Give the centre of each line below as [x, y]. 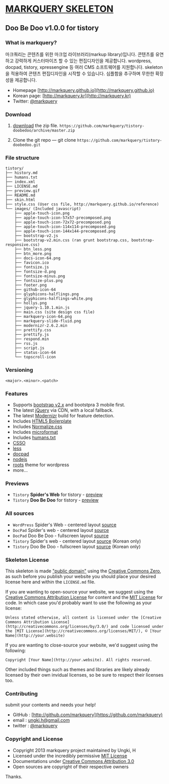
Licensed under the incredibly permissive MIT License [70, 756]
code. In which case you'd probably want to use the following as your [79, 603]
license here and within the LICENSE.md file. [50, 582]
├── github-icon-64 [35, 290]
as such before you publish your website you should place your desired [81, 576]
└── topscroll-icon [35, 357]
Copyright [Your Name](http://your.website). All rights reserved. [79, 660]
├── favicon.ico [32, 263]
